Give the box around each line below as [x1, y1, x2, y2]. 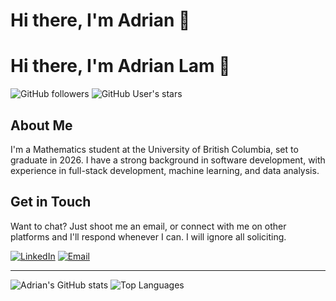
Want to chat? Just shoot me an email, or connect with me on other [10, 220, 287, 232]
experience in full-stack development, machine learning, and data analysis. [10, 164, 320, 176]
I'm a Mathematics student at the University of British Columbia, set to [10, 143, 299, 155]
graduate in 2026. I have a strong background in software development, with [10, 154, 326, 166]
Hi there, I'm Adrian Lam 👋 [10, 55, 231, 78]
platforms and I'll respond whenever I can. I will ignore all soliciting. [10, 230, 287, 243]
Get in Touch [10, 194, 92, 211]
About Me [10, 117, 73, 134]
